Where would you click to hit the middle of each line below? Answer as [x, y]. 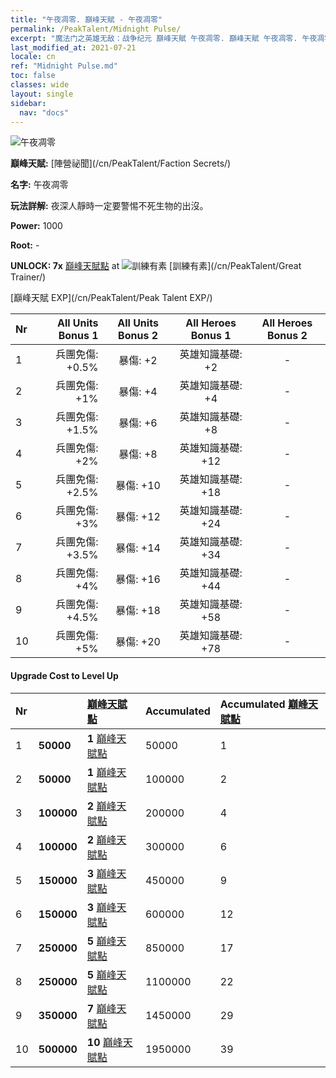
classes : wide [40, 85]
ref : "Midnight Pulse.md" [64, 66]
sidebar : [28, 103]
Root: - [25, 245]
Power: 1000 [36, 226]
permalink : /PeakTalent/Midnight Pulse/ [96, 29]
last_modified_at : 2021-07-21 [73, 47]
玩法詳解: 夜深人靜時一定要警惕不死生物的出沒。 [109, 206]
